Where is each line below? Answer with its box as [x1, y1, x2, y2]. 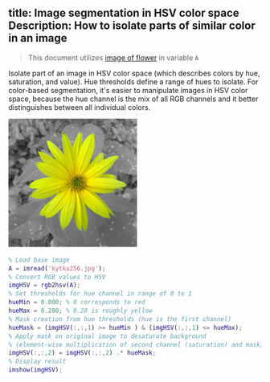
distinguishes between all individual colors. [8, 102, 151, 112]
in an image [8, 31, 67, 45]
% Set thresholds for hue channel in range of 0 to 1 [8, 290, 193, 298]
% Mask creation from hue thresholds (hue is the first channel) [8, 315, 231, 323]
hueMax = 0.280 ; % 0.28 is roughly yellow [8, 307, 153, 315]
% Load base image [8, 256, 70, 264]
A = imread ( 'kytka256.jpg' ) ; [8, 264, 106, 272]
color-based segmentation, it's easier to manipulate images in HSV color [8, 85, 248, 95]
